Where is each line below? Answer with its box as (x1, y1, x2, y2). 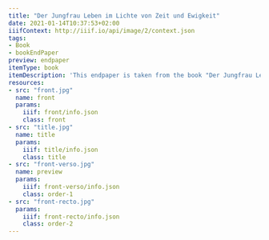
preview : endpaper (8, 57, 70, 65)
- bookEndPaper (8, 49, 59, 57)
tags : (8, 34, 26, 42)
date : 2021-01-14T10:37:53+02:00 (8, 19, 120, 27)
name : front (15, 94, 56, 102)
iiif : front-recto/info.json (22, 213, 120, 221)
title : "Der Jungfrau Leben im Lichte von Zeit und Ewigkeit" (8, 11, 220, 20)
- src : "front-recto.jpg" (8, 198, 94, 206)
